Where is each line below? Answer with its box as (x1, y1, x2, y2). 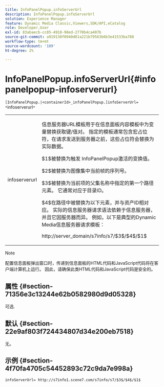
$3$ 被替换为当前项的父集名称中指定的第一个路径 (41, 180, 154, 186)
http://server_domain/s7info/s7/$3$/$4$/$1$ (41, 233, 147, 240)
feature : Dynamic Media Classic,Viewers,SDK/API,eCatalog (5, 21, 125, 26)
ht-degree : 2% (5, 48, 34, 53)
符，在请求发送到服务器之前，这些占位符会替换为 (41, 136, 155, 142)
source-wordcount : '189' (5, 44, 56, 48)
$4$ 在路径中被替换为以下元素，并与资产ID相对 (41, 199, 149, 206)
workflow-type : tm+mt (5, 39, 49, 44)
